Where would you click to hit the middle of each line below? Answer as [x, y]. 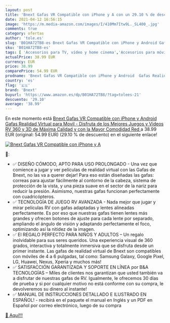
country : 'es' [20, 80]
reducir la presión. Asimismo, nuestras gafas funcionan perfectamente [86, 191]
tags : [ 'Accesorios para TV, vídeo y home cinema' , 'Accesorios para [80, 52]
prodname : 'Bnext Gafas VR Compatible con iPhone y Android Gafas [78, 76]
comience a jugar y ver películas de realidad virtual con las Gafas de [84, 170]
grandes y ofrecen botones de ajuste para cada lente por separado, [83, 219]
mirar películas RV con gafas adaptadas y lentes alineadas [73, 208]
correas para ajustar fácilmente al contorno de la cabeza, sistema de [84, 181]
